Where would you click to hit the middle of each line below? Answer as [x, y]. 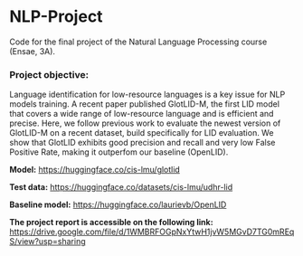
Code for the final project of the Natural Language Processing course [138, 42]
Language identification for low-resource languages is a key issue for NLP [147, 95]
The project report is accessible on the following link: [112, 223]
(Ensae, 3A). [33, 51]
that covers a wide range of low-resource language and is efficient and [142, 114]
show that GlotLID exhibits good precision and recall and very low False [142, 143]
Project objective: [49, 74]
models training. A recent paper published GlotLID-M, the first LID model [145, 104]
